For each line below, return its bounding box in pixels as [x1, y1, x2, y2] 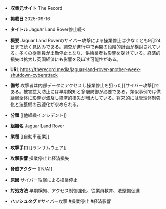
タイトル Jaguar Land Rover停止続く [10, 26, 87, 32]
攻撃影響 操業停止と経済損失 [10, 155, 69, 161]
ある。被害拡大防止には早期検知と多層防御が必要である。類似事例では [10, 89, 157, 94]
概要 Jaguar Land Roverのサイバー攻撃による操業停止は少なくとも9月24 [10, 38, 161, 43]
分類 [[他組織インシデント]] [10, 112, 67, 118]
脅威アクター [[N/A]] [10, 166, 52, 172]
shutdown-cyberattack [10, 72, 58, 78]
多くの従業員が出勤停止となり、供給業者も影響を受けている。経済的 [19, 50, 161, 56]
